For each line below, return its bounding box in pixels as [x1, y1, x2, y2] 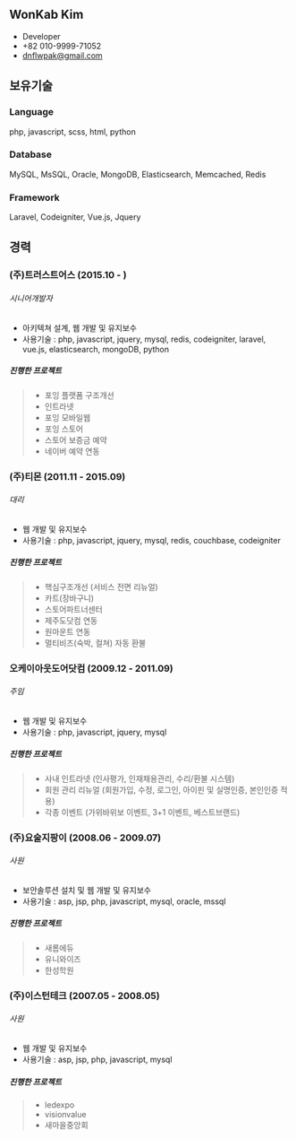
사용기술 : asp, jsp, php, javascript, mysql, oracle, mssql [21, 896, 226, 907]
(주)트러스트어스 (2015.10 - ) [9, 269, 127, 282]
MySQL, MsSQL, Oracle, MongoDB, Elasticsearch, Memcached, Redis [9, 169, 266, 179]
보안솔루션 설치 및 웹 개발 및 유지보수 [21, 884, 152, 895]
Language [9, 106, 55, 118]
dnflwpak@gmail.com [21, 49, 103, 61]
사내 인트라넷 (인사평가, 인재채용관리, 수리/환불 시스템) [44, 773, 235, 784]
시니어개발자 [9, 293, 54, 303]
